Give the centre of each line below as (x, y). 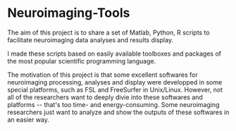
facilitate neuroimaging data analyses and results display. (91, 39)
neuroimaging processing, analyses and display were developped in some (115, 82)
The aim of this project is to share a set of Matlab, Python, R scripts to (108, 32)
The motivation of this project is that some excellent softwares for (103, 75)
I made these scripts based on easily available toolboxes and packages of (114, 54)
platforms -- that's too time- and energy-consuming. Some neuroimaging (113, 104)
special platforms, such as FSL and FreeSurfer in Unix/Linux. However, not (115, 89)
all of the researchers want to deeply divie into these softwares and (105, 97)
